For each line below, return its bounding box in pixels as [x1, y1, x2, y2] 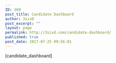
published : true [5, 35, 39, 40]
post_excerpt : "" [5, 21, 41, 26]
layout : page [5, 26, 32, 31]
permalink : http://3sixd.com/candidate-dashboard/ [5, 30, 112, 35]
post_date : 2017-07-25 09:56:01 [5, 39, 72, 44]
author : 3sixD [5, 16, 35, 21]
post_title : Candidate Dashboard [5, 12, 74, 17]
